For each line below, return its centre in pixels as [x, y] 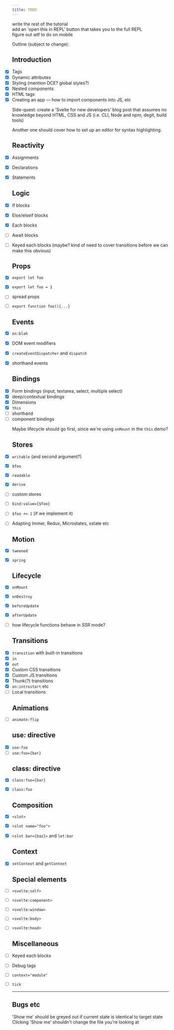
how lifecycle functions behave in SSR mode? [58, 625]
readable [21, 475]
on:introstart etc [30, 687]
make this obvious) [32, 250]
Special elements [40, 879]
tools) [18, 120]
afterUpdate [24, 615]
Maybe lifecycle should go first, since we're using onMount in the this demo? [90, 429]
